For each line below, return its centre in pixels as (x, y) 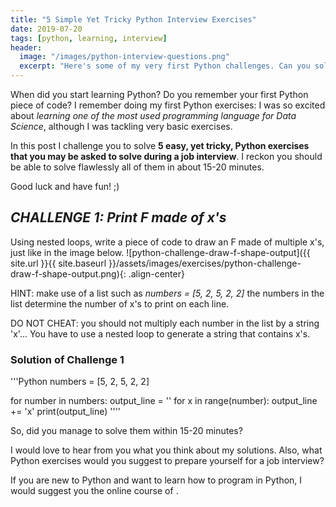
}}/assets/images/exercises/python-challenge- (205, 263)
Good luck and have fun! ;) (65, 186)
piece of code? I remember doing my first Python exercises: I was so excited (168, 105)
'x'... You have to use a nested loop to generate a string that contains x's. (160, 333)
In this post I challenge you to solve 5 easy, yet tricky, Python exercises (160, 145)
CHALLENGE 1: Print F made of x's (118, 217)
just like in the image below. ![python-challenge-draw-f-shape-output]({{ (160, 252)
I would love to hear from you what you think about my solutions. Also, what (166, 450)
